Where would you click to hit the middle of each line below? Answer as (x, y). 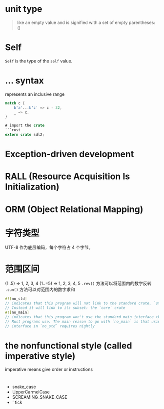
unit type (24, 9)
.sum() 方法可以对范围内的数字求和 (40, 289)
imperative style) (40, 356)
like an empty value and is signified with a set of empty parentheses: (86, 22)
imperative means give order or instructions (49, 369)
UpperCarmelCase (31, 392)
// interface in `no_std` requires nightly (50, 326)
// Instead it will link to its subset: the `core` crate (65, 308)
